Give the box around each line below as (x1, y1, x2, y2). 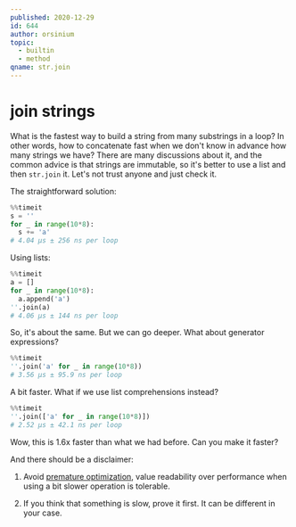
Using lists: (10, 252, 52, 263)
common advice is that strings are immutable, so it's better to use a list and (10, 159, 286, 169)
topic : (10, 37, 35, 47)
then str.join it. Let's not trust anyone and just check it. (10, 169, 218, 179)
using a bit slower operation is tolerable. (22, 481, 170, 491)
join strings (10, 102, 96, 121)
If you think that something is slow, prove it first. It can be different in (22, 498, 275, 508)
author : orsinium (10, 29, 75, 38)
